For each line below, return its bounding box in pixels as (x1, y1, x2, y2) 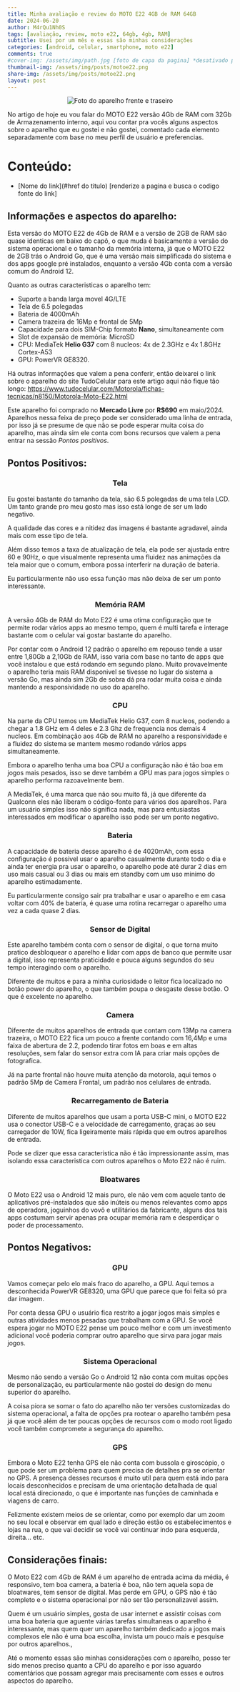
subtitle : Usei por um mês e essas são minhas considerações (7, 37, 194, 44)
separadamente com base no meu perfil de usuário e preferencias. (7, 133, 204, 141)
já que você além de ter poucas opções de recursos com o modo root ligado (7, 1416, 233, 1425)
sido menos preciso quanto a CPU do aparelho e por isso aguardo (7, 1661, 201, 1669)
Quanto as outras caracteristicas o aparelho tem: (7, 281, 151, 289)
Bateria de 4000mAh (17, 310, 80, 319)
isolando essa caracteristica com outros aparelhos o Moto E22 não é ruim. (7, 1156, 226, 1165)
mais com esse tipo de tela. (7, 531, 88, 539)
